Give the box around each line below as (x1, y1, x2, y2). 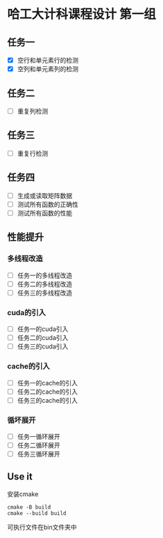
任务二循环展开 (17, 441, 60, 449)
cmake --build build (7, 510, 67, 517)
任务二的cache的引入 (17, 387, 78, 396)
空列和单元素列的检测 (17, 65, 78, 73)
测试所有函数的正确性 (17, 200, 78, 208)
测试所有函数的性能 (17, 208, 73, 217)
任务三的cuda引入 (17, 342, 69, 351)
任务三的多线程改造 (17, 289, 73, 297)
